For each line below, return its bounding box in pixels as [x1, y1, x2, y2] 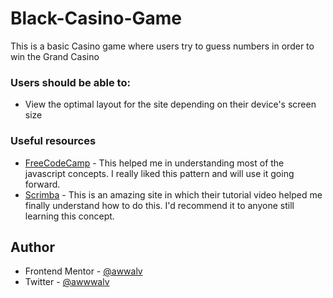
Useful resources [10, 134, 97, 148]
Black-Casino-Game [10, 7, 183, 30]
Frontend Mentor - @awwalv [24, 265, 143, 277]
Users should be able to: [10, 75, 131, 89]
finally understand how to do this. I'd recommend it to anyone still [24, 199, 295, 211]
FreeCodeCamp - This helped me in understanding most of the [24, 157, 285, 169]
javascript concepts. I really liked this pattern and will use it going [24, 167, 295, 179]
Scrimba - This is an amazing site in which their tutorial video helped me [24, 188, 323, 201]
